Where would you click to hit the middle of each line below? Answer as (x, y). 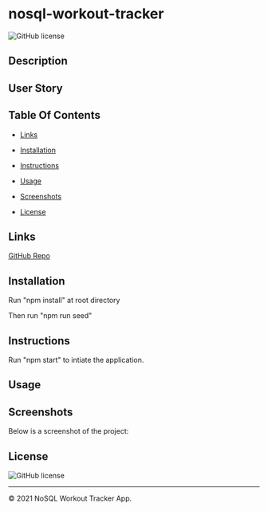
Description (38, 61)
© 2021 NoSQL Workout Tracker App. (70, 498)
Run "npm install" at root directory (64, 301)
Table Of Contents (55, 115)
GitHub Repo (29, 256)
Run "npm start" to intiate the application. (76, 360)
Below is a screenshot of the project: (69, 431)
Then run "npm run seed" (50, 316)
